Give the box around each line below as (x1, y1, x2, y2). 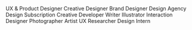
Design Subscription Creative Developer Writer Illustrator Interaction (5, 11, 173, 18)
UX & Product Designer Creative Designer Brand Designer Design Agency (5, 5, 187, 12)
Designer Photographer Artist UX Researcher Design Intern (5, 18, 151, 24)
